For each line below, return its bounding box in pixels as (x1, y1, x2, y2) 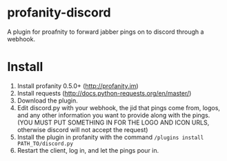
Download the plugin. (17, 96, 78, 105)
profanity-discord (7, 5, 112, 21)
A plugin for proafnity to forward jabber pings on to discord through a (7, 28, 204, 36)
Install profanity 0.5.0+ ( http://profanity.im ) (17, 81, 139, 90)
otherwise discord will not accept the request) (17, 125, 148, 133)
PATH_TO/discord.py (17, 140, 74, 147)
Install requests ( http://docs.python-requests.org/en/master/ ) (17, 89, 192, 97)
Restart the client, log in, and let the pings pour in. (17, 146, 159, 154)
